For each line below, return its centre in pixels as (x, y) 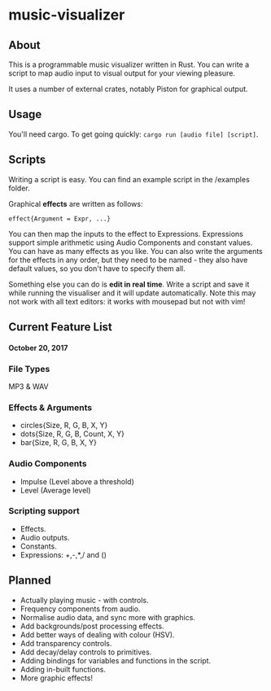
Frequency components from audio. (80, 609)
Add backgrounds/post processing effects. (92, 626)
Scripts (27, 160)
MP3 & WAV (28, 386)
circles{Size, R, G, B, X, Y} (64, 426)
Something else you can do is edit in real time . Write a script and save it (129, 284)
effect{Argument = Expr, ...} (60, 219)
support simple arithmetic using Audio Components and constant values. (131, 243)
